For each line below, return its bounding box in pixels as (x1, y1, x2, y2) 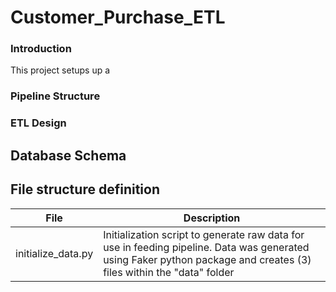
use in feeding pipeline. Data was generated (103, 240, 310, 254)
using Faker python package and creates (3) (103, 252, 312, 266)
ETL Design (10, 116, 67, 130)
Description (183, 211, 241, 225)
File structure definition (10, 181, 160, 198)
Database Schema (10, 147, 127, 164)
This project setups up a (10, 64, 111, 76)
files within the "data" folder (103, 265, 235, 279)
